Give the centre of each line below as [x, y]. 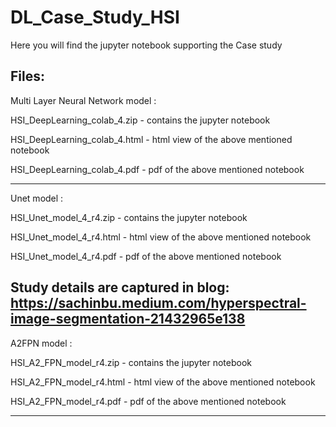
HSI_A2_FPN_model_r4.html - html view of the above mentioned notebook [163, 382]
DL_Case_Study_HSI [95, 17]
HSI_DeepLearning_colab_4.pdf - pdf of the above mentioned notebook [157, 169]
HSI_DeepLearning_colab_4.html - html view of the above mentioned [151, 139]
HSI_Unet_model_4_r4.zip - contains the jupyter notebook [129, 217]
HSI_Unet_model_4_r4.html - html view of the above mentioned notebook [161, 237]
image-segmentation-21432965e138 [128, 319]
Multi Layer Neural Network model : [83, 100]
